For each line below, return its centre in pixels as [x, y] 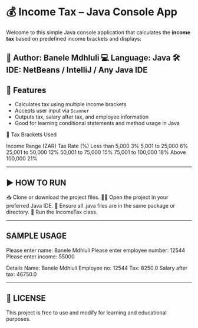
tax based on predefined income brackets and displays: [74, 38]
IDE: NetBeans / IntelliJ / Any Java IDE [77, 70]
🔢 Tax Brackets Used [32, 135]
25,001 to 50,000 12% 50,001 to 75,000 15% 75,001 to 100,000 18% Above [96, 152]
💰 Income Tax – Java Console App [92, 12]
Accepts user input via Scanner [52, 111]
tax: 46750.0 [22, 274]
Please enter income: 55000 [40, 256]
